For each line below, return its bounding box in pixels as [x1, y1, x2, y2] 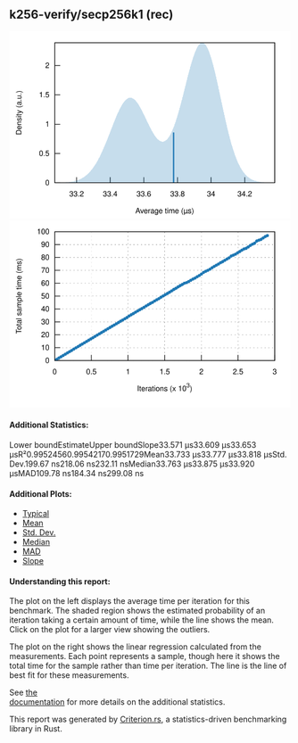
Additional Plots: [9, 488, 73, 499]
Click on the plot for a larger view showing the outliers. [9, 624, 211, 635]
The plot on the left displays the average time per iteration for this [9, 596, 250, 607]
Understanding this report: [9, 575, 111, 587]
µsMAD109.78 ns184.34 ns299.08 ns [9, 468, 145, 479]
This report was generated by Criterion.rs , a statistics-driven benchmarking [9, 714, 287, 725]
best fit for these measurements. [9, 670, 129, 681]
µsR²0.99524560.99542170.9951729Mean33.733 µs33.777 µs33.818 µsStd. [9, 450, 287, 460]
